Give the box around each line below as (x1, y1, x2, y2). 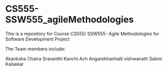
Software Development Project (5, 36, 70, 42)
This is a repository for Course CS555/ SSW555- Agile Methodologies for (5, 30, 159, 37)
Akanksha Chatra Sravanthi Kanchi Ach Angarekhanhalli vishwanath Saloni (5, 55, 162, 61)
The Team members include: (5, 46, 65, 52)
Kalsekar (5, 61, 24, 67)
